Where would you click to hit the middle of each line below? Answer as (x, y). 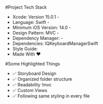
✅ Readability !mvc (32, 85)
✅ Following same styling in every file (51, 96)
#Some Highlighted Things (32, 64)
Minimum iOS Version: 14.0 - (42, 27)
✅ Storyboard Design (34, 73)
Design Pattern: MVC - (35, 33)
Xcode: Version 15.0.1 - (36, 17)
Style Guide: (25, 49)
